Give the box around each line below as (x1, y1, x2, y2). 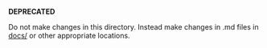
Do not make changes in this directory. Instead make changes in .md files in (8, 22, 259, 31)
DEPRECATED (8, 7, 55, 16)
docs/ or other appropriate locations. (8, 31, 130, 40)
